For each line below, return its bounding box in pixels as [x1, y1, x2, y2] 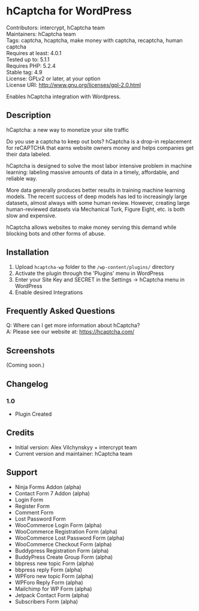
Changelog [6, 379, 49, 389]
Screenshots [6, 346, 55, 356]
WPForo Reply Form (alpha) [14, 579, 83, 586]
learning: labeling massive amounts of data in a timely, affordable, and [6, 168, 179, 176]
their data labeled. [6, 150, 51, 158]
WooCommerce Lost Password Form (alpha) [14, 534, 125, 542]
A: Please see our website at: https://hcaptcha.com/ [6, 328, 135, 335]
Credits [6, 428, 35, 438]
